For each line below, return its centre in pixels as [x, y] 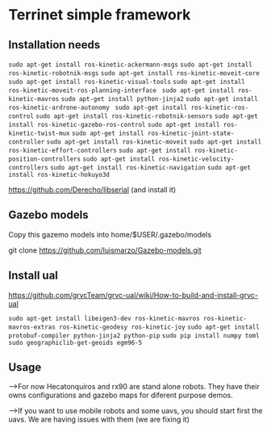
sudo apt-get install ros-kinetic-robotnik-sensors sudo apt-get [147, 116]
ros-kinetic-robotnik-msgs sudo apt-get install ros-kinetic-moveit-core [134, 73]
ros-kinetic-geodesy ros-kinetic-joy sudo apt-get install [159, 327]
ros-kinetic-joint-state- [191, 133]
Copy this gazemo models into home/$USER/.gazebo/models [110, 234]
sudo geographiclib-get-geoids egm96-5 [75, 342]
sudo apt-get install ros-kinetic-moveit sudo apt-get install [154, 142]
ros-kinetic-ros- [220, 107]
